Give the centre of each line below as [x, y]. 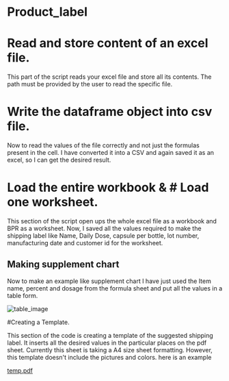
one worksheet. [53, 202]
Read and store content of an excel [108, 44]
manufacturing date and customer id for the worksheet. [85, 243]
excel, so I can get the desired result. [59, 160]
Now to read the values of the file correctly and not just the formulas [104, 145]
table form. [23, 295]
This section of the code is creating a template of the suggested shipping [110, 335]
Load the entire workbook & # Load [108, 187]
